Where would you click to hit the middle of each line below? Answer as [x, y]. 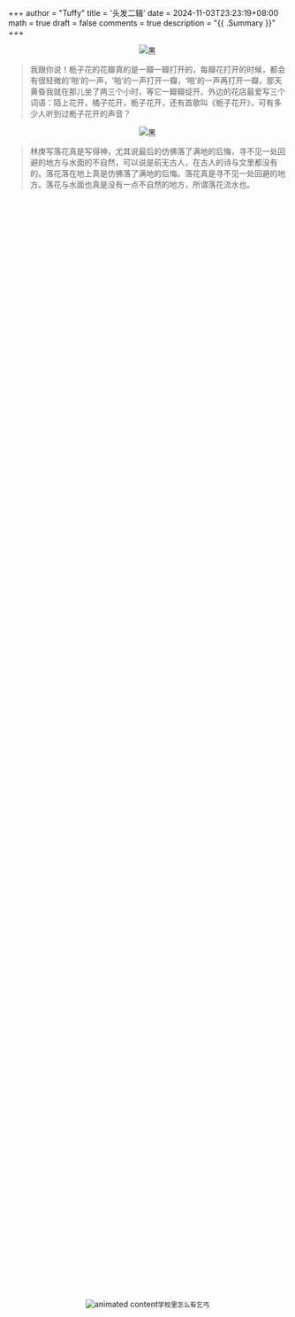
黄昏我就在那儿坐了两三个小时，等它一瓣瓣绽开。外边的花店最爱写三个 [158, 92]
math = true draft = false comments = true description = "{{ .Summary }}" [142, 23]
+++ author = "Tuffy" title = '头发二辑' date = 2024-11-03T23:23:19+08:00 [144, 13]
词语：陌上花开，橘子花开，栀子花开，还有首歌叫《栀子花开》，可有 [152, 103]
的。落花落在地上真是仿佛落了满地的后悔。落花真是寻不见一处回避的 [154, 173]
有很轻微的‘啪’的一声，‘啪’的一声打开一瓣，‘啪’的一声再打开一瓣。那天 [156, 81]
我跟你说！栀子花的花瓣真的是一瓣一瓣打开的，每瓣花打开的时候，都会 [158, 69]
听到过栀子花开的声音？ [88, 114]
